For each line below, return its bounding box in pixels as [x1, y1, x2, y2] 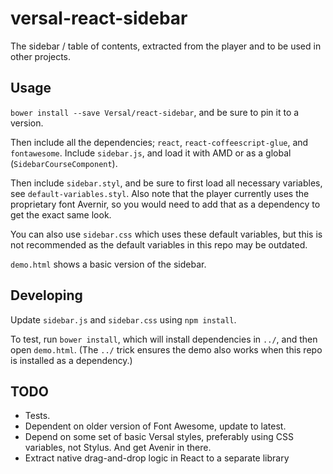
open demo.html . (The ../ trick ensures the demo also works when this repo [10, 343, 323, 356]
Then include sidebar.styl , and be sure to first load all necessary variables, [10, 177, 323, 189]
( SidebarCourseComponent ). [10, 157, 118, 169]
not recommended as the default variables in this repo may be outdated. [10, 238, 308, 251]
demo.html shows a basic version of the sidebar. [10, 258, 207, 270]
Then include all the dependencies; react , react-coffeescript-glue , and [10, 136, 309, 148]
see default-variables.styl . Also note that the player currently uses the [10, 187, 310, 199]
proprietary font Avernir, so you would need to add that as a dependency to [10, 198, 321, 210]
